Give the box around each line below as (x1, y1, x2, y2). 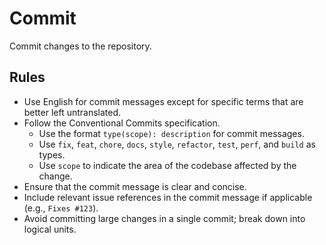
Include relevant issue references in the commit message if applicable (23, 191, 313, 203)
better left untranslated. (23, 106, 122, 118)
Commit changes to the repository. (9, 40, 152, 52)
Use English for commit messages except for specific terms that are (23, 95, 304, 107)
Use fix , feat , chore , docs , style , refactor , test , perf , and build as (38, 138, 316, 150)
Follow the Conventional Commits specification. (23, 117, 221, 129)
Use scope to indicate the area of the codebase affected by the (38, 159, 297, 171)
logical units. (23, 223, 77, 235)
